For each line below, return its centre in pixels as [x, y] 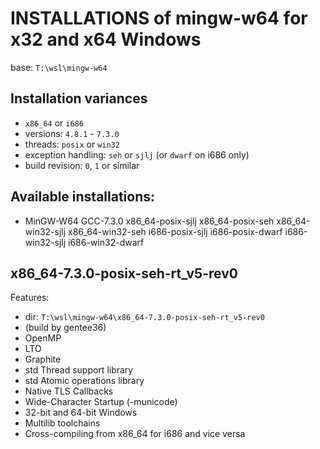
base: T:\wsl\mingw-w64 [59, 67]
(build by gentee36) [65, 328]
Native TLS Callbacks [69, 391]
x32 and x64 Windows [106, 39]
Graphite [43, 359]
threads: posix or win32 [72, 144]
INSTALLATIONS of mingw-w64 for [159, 18]
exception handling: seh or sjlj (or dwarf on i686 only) [137, 154]
